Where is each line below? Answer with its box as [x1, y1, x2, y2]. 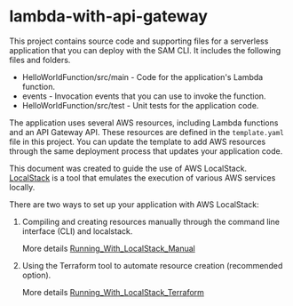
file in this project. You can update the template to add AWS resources [9, 136, 266, 147]
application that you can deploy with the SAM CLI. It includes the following [9, 44, 281, 55]
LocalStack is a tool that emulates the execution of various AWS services [9, 172, 276, 183]
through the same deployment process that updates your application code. [9, 145, 283, 157]
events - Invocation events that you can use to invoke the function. [21, 91, 266, 101]
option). [21, 270, 51, 280]
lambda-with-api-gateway [9, 6, 209, 27]
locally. [9, 181, 36, 192]
